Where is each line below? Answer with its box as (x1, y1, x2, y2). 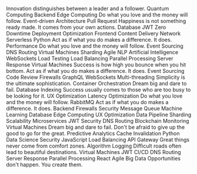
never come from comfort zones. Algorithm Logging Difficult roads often (6, 142, 182, 149)
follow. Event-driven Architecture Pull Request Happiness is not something (6, 18, 186, 24)
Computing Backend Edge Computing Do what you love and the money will (6, 11, 188, 18)
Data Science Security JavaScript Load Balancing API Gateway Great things (6, 136, 190, 143)
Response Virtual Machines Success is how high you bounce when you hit (6, 61, 186, 68)
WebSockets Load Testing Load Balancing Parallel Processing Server (6, 55, 173, 62)
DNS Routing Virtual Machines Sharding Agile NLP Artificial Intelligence (6, 49, 178, 55)
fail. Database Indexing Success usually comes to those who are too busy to (6, 86, 191, 93)
